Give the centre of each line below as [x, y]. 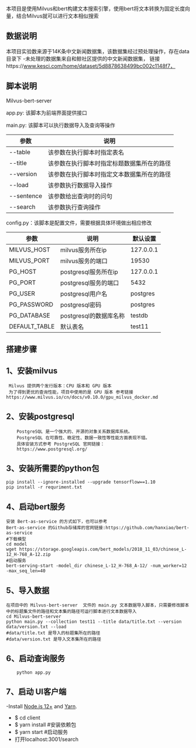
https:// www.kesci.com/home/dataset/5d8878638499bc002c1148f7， [91, 66]
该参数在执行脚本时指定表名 [86, 152]
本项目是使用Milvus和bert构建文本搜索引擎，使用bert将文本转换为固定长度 [96, 8]
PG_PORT [23, 282]
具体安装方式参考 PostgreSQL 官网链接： [61, 444]
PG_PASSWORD [31, 304]
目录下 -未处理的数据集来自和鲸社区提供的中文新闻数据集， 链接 [83, 58]
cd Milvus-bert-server [34, 617]
